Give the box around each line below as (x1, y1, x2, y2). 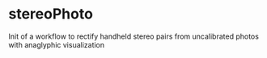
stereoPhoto (8, 5, 93, 23)
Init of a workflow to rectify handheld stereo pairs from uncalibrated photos (8, 31, 259, 41)
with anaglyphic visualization (8, 39, 105, 49)
